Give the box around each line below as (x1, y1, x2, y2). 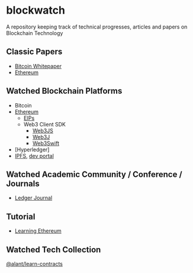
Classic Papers (6, 47, 63, 57)
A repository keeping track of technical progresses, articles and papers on (6, 23, 188, 30)
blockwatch (6, 4, 66, 17)
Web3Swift (32, 139, 59, 147)
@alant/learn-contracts (6, 261, 63, 267)
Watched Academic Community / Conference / (6, 169, 182, 179)
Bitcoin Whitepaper (14, 62, 62, 69)
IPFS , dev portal (14, 152, 54, 159)
